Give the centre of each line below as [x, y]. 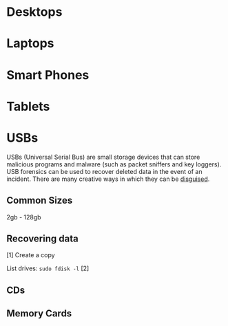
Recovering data [42, 238]
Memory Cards [39, 314]
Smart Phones [48, 75]
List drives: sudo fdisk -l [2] [48, 268]
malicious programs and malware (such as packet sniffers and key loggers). [114, 164]
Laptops [30, 44]
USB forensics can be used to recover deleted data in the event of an [104, 171]
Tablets [28, 106]
